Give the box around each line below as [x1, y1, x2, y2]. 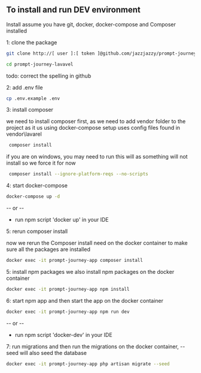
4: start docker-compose [6, 182, 68, 189]
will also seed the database [20, 349, 87, 356]
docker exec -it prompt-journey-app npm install [6, 286, 130, 292]
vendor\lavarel [6, 130, 42, 138]
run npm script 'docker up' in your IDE [14, 216, 109, 223]
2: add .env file [6, 83, 43, 91]
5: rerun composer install [6, 228, 68, 235]
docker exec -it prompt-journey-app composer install [6, 258, 144, 264]
